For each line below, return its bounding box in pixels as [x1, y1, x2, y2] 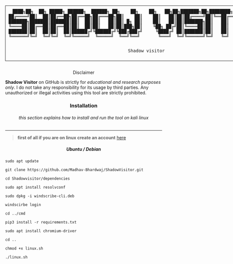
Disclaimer [73, 69, 95, 75]
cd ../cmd [5, 211, 26, 216]
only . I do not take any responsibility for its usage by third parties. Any [5, 84, 149, 90]
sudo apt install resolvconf [5, 185, 66, 190]
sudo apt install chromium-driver [5, 229, 77, 234]
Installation [69, 102, 98, 109]
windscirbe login [5, 203, 41, 208]
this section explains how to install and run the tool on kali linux [18, 114, 149, 120]
